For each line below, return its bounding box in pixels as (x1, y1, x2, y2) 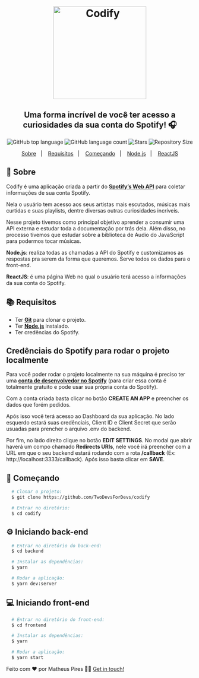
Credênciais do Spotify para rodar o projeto (6, 346, 170, 356)
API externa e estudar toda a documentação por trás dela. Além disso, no (6, 224, 186, 232)
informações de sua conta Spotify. (6, 189, 90, 196)
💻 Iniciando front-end (6, 598, 90, 608)
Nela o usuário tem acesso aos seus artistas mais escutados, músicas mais (6, 201, 191, 208)
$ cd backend (11, 548, 44, 555)
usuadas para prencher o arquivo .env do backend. (6, 425, 132, 433)
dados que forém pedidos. (6, 401, 71, 408)
